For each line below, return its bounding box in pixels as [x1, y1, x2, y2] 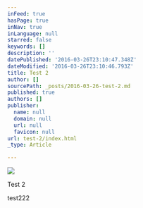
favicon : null [13, 128, 55, 135]
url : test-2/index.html [7, 135, 77, 142]
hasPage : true [7, 17, 49, 24]
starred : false [7, 37, 52, 44]
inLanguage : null [7, 30, 58, 37]
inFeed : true [7, 10, 46, 18]
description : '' [7, 50, 55, 57]
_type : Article [7, 142, 52, 149]
